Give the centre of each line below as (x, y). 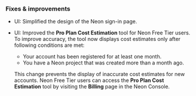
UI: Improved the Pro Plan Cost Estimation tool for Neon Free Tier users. (102, 33)
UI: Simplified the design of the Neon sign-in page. (76, 22)
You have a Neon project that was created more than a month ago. (103, 63)
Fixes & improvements (38, 9)
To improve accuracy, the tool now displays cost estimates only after (97, 39)
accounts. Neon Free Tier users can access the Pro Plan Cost (89, 80)
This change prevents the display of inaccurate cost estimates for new (99, 74)
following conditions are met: (49, 45)
